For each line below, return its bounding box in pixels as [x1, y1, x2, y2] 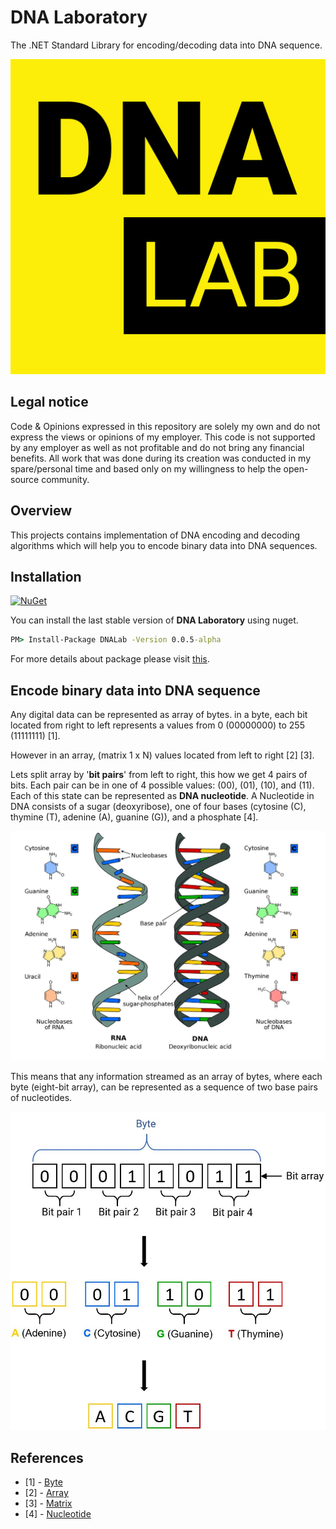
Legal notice [10, 394, 89, 411]
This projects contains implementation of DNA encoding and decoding [10, 529, 301, 541]
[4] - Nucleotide [24, 1508, 92, 1520]
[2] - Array [24, 1487, 69, 1498]
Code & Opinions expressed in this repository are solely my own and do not [10, 420, 321, 432]
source [10, 473, 40, 485]
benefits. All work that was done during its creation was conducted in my [10, 452, 312, 464]
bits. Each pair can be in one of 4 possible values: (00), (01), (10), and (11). [10, 779, 315, 791]
